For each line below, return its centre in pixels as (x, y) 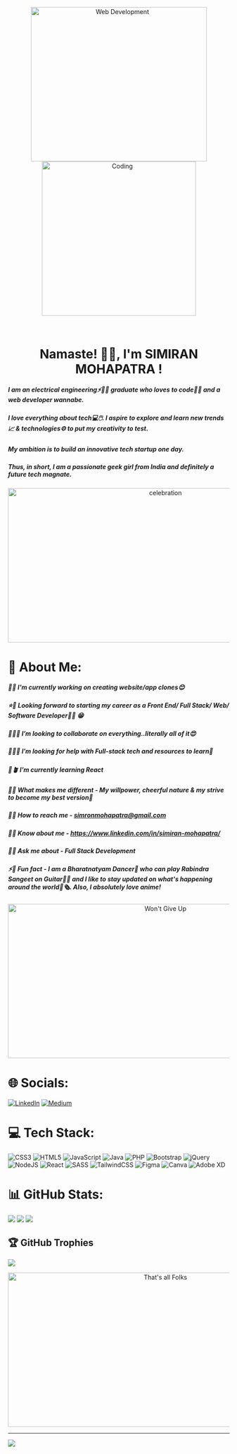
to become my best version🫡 (51, 797)
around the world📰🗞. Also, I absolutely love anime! (84, 887)
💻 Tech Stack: (51, 1133)
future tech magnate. (40, 474)
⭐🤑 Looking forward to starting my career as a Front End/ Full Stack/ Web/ (118, 705)
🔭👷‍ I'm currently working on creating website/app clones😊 (96, 687)
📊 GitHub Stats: (56, 1194)
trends (214, 418)
